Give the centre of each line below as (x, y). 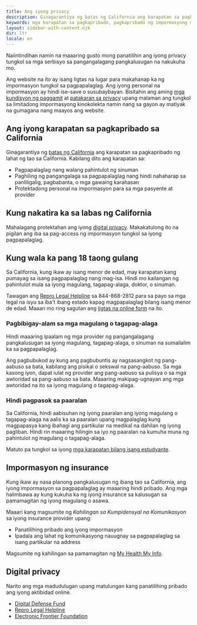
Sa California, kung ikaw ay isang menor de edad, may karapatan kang (91, 272)
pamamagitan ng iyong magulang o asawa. (58, 500)
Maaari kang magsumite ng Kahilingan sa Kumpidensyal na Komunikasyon (96, 512)
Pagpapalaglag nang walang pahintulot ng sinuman (77, 169)
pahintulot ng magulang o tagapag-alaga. (56, 438)
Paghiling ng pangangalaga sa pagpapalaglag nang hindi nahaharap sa (100, 176)
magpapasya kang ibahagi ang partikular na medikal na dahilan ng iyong (94, 426)
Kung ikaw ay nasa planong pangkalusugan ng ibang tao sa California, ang (96, 482)
